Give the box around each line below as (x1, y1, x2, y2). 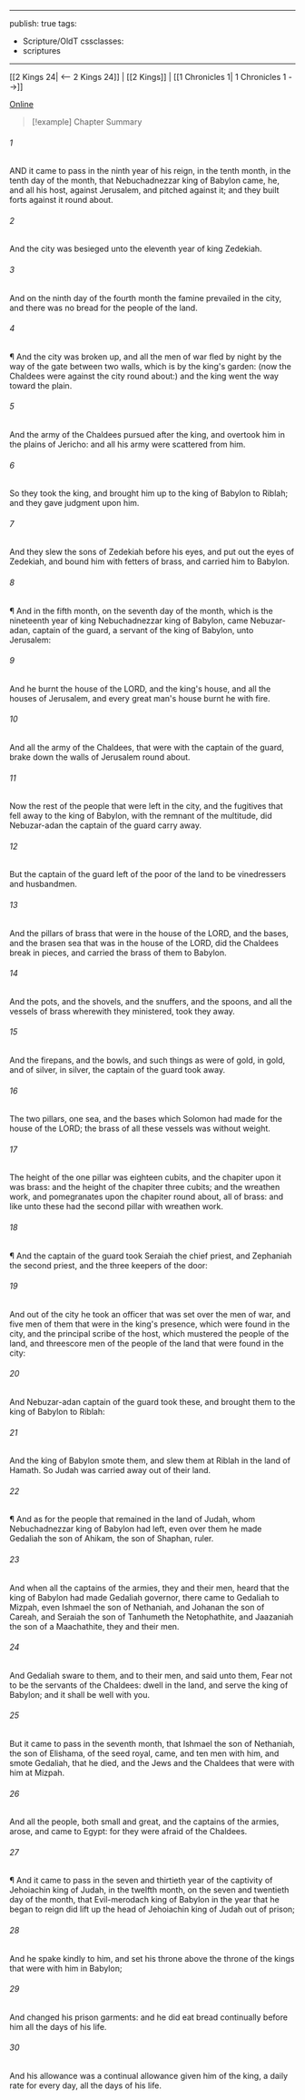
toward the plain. (9, 379, 73, 391)
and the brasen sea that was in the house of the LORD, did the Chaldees (9, 937, 280, 948)
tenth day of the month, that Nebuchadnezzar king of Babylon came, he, (9, 175, 280, 187)
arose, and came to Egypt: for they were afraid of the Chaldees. (9, 1826, 248, 1837)
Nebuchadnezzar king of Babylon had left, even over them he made (9, 1523, 262, 1534)
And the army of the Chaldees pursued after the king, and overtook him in (9, 429, 286, 440)
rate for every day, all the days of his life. (9, 2080, 162, 2091)
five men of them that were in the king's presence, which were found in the (9, 1318, 290, 1329)
